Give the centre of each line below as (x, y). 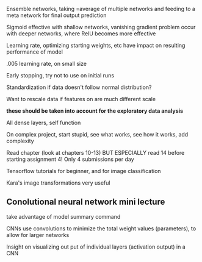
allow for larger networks (38, 235)
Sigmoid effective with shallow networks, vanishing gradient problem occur (101, 27)
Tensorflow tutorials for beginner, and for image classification (84, 171)
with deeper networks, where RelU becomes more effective (81, 34)
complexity (20, 141)
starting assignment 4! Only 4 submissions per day (70, 159)
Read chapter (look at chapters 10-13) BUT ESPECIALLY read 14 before (96, 153)
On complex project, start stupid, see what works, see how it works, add (97, 134)
